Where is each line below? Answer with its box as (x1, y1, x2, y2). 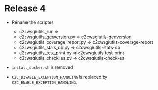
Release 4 (4, 3, 46, 14)
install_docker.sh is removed (11, 64, 73, 70)
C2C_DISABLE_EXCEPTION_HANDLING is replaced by (11, 74, 108, 80)
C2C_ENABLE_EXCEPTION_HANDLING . (11, 79, 77, 85)
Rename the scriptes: (11, 19, 55, 25)
